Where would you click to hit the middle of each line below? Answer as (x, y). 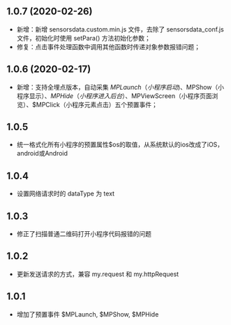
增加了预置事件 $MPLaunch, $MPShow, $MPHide (88, 314)
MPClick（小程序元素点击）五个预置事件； (97, 104)
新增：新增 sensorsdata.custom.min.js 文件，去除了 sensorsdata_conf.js (120, 29)
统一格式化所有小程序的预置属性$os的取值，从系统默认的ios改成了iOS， (120, 145)
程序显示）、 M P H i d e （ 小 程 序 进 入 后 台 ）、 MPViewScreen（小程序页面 (114, 96)
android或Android (42, 153)
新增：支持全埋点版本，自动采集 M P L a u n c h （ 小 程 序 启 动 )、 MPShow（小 (120, 87)
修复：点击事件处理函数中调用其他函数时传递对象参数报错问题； (108, 47)
